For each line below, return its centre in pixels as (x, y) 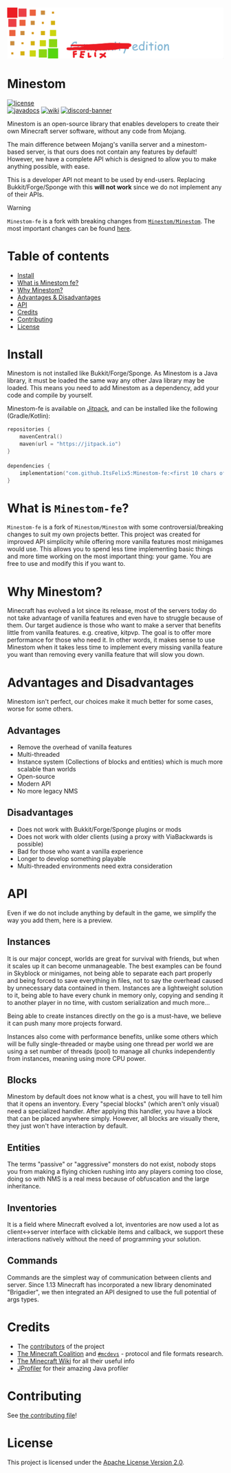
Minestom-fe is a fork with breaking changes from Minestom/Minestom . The (111, 221)
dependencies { (29, 466)
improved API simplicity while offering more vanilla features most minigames (115, 542)
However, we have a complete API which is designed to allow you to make (112, 159)
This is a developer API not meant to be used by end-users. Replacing (106, 179)
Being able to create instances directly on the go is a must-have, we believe (114, 1016)
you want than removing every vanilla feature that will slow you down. (106, 655)
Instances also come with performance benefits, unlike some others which (113, 1036)
